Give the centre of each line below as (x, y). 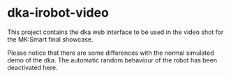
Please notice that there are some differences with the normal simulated (111, 53)
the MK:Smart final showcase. (50, 39)
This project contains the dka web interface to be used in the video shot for (115, 32)
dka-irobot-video (58, 13)
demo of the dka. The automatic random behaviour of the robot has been (112, 60)
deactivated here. (32, 67)
